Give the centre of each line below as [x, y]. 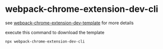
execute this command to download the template [55, 32]
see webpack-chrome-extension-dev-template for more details [69, 23]
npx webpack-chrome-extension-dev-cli [45, 41]
